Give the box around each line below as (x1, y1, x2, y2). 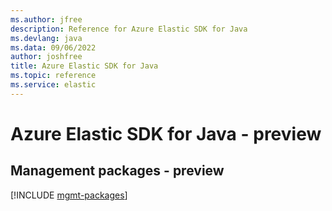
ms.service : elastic (10, 80, 97, 90)
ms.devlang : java (10, 33, 83, 43)
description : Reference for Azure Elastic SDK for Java (10, 24, 248, 34)
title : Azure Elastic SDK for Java (10, 61, 159, 71)
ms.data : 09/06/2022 (10, 42, 97, 53)
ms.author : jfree (10, 14, 83, 25)
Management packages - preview (10, 162, 225, 180)
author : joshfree (10, 52, 83, 62)
